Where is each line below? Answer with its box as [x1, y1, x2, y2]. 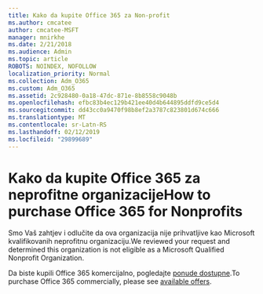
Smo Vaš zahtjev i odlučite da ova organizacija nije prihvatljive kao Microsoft [8, 228, 255, 238]
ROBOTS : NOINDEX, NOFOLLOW [8, 63, 97, 71]
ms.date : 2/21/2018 [8, 41, 72, 49]
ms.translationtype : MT [8, 114, 86, 122]
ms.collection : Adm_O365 [8, 77, 89, 85]
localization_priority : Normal [8, 70, 111, 78]
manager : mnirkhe [8, 33, 65, 42]
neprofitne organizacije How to [8, 186, 211, 204]
